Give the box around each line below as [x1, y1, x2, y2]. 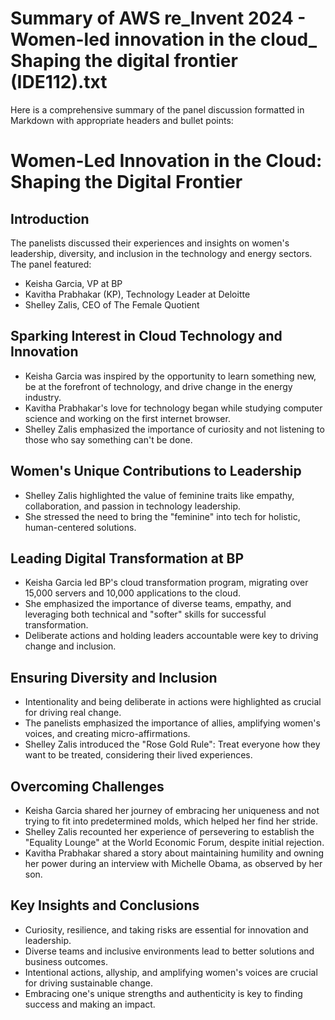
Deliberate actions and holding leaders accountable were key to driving [24, 630, 319, 642]
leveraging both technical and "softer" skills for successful [24, 608, 267, 621]
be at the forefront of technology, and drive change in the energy [24, 380, 293, 392]
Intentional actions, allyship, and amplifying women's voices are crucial [24, 966, 318, 978]
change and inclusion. [24, 640, 117, 652]
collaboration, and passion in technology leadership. [24, 500, 242, 512]
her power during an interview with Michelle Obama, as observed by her [24, 858, 323, 869]
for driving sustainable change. [24, 977, 153, 989]
